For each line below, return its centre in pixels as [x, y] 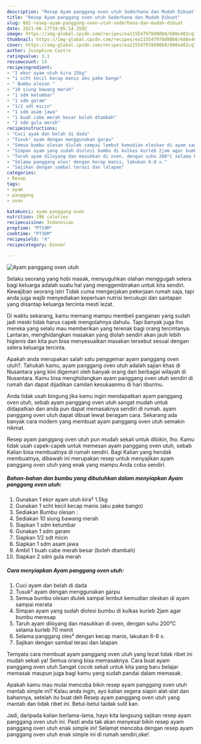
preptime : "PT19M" [30, 228]
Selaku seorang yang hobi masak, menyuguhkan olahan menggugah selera [99, 278]
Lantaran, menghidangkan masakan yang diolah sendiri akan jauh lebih [94, 335]
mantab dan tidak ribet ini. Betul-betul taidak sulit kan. [73, 704]
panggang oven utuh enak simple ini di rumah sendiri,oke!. [79, 734]
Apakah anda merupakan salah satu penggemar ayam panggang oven [93, 359]
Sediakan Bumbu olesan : [47, 512]
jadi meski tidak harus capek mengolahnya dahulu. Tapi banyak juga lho [95, 322]
